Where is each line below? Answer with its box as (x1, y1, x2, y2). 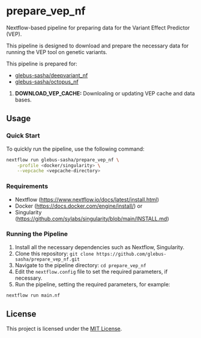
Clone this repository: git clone (14, 250, 94, 257)
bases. (14, 96, 32, 103)
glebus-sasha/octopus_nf (14, 78, 79, 85)
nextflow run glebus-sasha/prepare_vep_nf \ (6, 157, 119, 163)
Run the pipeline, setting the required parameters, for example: (14, 280, 170, 288)
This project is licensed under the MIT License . (6, 325, 122, 332)
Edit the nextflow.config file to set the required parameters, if (14, 268, 168, 275)
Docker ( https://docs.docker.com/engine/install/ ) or (14, 202, 143, 210)
